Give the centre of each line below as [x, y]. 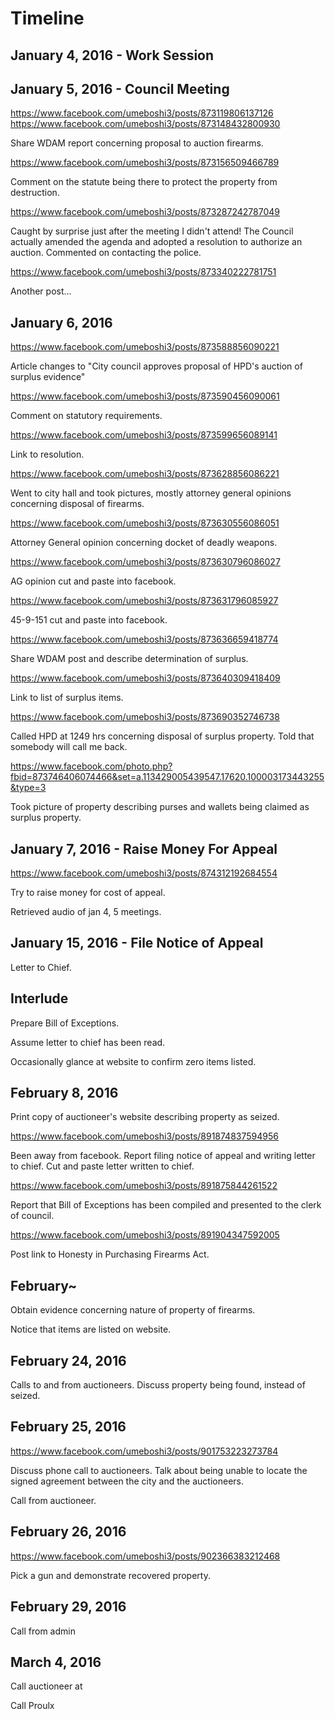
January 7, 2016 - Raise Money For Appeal [144, 848]
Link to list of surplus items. [67, 698]
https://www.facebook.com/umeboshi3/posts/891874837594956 [144, 1136]
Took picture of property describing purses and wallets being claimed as [160, 807]
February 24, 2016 [68, 1360]
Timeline [47, 18]
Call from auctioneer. [53, 1500]
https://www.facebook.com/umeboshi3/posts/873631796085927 [144, 601]
